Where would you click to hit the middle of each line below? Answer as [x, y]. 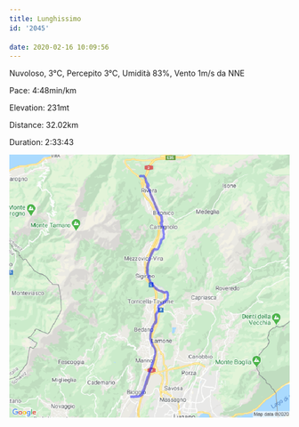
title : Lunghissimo [45, 19]
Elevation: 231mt [39, 108]
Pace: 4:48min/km [43, 91]
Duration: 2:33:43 [41, 142]
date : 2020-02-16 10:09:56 [59, 47]
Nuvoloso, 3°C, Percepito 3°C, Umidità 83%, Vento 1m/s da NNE [127, 73]
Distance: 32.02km [44, 125]
